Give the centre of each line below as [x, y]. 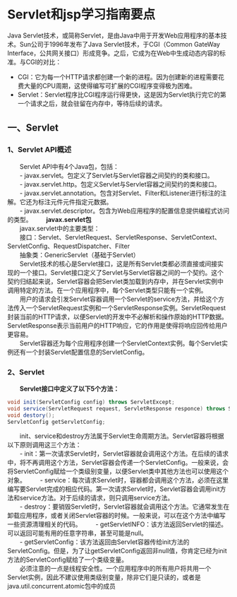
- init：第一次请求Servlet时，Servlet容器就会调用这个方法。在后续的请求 [124, 454]
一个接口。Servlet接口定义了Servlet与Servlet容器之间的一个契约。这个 [122, 272]
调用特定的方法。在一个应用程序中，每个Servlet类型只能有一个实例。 [107, 290]
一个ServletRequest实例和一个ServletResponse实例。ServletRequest [126, 307]
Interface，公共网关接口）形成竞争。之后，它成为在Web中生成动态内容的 [114, 53]
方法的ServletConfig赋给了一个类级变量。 [68, 560]
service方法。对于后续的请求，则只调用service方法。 [97, 498]
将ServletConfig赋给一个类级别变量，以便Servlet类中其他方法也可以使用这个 [118, 471]
